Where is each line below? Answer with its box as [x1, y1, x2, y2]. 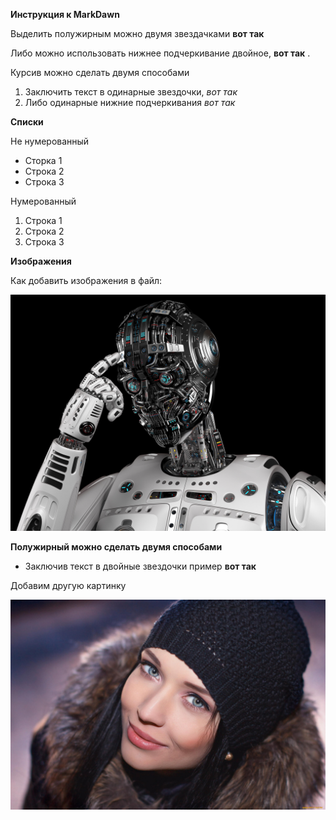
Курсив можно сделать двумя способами [10, 67, 190, 78]
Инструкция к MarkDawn [10, 9, 120, 20]
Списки [10, 116, 44, 128]
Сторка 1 [24, 155, 63, 166]
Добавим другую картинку [10, 580, 127, 591]
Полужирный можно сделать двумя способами [10, 541, 223, 553]
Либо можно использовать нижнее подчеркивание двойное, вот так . [10, 47, 311, 59]
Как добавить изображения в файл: [10, 275, 163, 286]
